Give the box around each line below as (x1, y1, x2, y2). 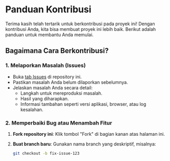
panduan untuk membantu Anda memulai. (5, 31, 94, 38)
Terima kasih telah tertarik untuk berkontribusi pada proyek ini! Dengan (5, 21, 155, 27)
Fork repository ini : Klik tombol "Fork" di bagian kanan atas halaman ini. (12, 131, 165, 137)
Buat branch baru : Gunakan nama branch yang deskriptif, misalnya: (12, 140, 156, 147)
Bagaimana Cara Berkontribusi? (5, 46, 109, 55)
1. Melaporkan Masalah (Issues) (5, 62, 86, 69)
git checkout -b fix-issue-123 (12, 151, 80, 156)
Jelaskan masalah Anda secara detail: (12, 84, 93, 91)
